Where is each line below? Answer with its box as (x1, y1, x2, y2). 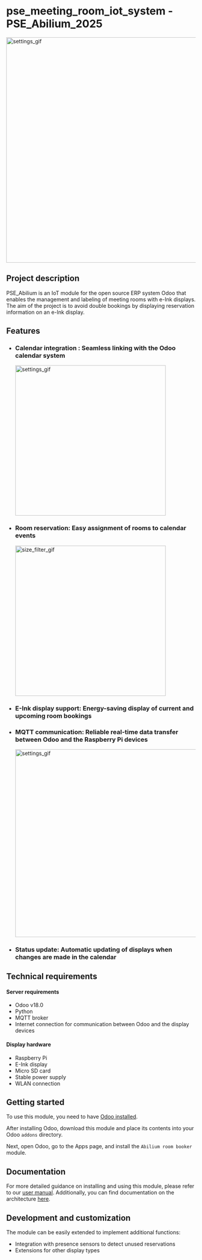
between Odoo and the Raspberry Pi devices (14, 735, 148, 744)
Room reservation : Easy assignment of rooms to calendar (14, 524, 186, 533)
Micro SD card (14, 1067, 51, 1074)
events (14, 531, 36, 540)
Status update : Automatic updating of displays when (14, 945, 173, 953)
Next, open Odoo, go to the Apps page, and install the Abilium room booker (6, 1143, 192, 1150)
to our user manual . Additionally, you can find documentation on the (6, 1189, 174, 1196)
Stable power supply (14, 1073, 66, 1080)
